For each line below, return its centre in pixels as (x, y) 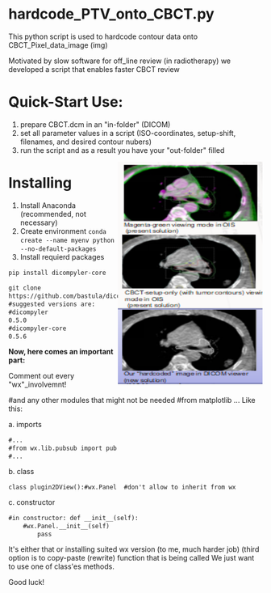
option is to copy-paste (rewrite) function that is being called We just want (131, 557)
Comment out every (42, 375)
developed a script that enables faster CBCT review (94, 69)
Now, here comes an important (61, 351)
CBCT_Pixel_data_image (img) (58, 44)
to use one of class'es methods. (62, 566)
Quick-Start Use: (66, 102)
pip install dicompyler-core (57, 273)
